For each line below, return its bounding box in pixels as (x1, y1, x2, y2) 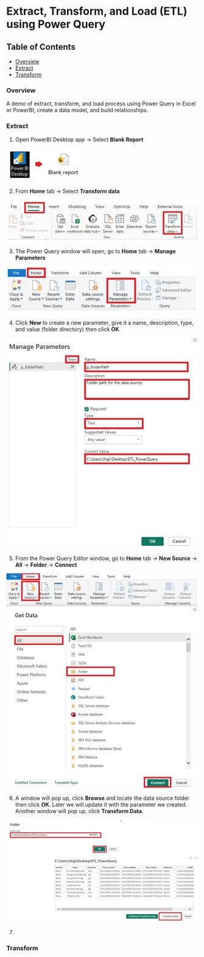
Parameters (15, 254, 46, 261)
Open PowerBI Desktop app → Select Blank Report (15, 136, 144, 143)
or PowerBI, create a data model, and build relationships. (6, 106, 149, 114)
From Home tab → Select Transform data (15, 187, 120, 195)
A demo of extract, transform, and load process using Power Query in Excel (6, 100, 196, 108)
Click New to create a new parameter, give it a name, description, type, (15, 319, 194, 326)
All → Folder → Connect (15, 561, 77, 568)
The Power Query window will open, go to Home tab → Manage (15, 248, 176, 255)
